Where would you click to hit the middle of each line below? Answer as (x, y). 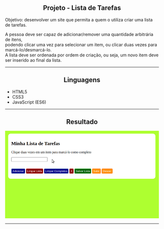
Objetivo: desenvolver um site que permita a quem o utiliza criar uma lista (79, 19)
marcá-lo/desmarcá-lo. (28, 50)
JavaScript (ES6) (29, 102)
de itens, (14, 39)
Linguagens (82, 80)
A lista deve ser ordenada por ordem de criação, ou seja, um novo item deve (82, 55)
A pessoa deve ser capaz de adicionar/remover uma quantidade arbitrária (79, 34)
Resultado (82, 122)
